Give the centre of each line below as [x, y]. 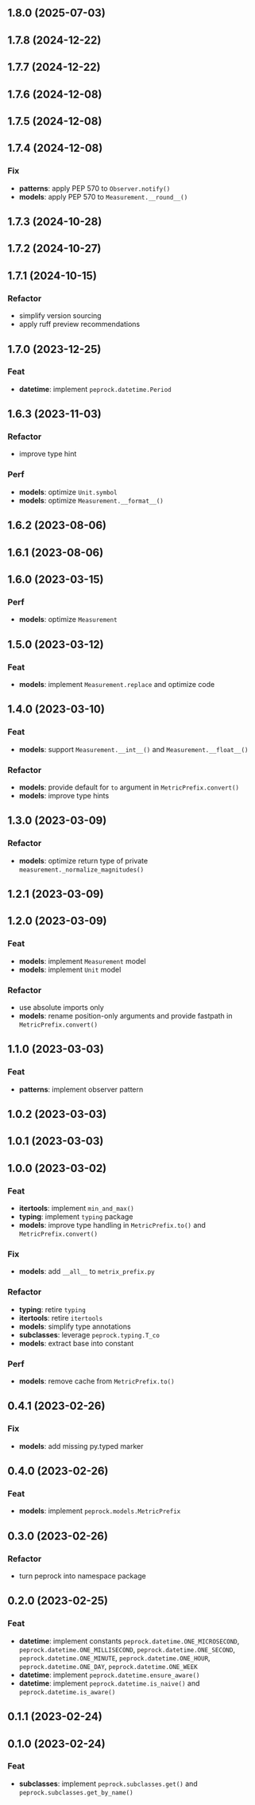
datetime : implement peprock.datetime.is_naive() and [109, 1683]
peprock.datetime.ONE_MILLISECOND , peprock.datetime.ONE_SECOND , [127, 1649]
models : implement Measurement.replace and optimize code [117, 684]
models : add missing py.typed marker [81, 1446]
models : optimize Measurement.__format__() [91, 500]
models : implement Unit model [70, 969]
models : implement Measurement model [82, 961]
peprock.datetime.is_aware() [67, 1692]
